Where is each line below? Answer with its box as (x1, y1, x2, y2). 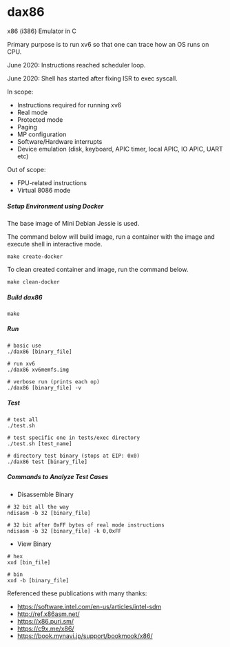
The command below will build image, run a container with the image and (7, 232, 215, 241)
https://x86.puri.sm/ (17, 617, 74, 625)
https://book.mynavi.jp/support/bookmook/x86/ (17, 631, 153, 640)
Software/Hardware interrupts (17, 137, 103, 145)
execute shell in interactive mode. (7, 240, 103, 248)
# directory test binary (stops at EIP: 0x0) (7, 452, 140, 459)
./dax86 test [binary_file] (7, 458, 88, 465)
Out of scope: (7, 165, 46, 173)
